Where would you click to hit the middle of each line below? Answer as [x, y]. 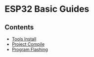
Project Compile [28, 44]
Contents [19, 27]
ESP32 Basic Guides [47, 9]
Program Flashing [30, 49]
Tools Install [24, 39]
